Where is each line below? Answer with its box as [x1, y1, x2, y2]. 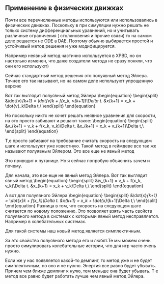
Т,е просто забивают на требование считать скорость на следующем [5, 138, 152, 143]
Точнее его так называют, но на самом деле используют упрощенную [5, 78, 153, 84]
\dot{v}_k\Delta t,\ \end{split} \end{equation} [5, 103, 96, 109]
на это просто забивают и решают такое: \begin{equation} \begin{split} [5, 117, 153, 123]
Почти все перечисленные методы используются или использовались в [5, 17, 158, 23]
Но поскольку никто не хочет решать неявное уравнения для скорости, [5, 113, 157, 118]
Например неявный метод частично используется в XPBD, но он [5, 53, 141, 58]
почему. [5, 163, 22, 169]
